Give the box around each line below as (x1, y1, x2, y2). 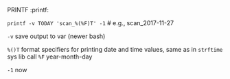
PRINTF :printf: (7, 6, 49, 14)
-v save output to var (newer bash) (7, 32, 106, 40)
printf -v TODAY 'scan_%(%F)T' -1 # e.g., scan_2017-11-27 (7, 19, 174, 27)
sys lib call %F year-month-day (7, 52, 93, 61)
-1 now (7, 66, 27, 74)
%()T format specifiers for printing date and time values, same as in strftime (7, 46, 223, 53)
